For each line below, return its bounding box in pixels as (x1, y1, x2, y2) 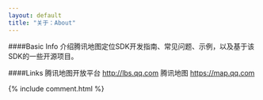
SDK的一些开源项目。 (8, 51, 78, 61)
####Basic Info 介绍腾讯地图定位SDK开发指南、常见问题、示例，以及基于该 (8, 41, 255, 51)
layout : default (8, 11, 62, 20)
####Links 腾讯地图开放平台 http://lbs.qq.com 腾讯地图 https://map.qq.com (8, 68, 255, 77)
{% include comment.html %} (8, 83, 105, 93)
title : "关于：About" (8, 19, 76, 27)
